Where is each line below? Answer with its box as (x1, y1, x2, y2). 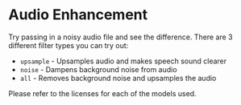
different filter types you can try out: (8, 40, 129, 50)
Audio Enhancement (8, 6, 148, 24)
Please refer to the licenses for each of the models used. (8, 88, 197, 98)
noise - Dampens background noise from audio (19, 64, 177, 74)
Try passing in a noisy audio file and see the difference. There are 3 (8, 32, 233, 42)
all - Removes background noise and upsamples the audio (19, 73, 217, 83)
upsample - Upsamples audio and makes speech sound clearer (19, 56, 227, 66)
